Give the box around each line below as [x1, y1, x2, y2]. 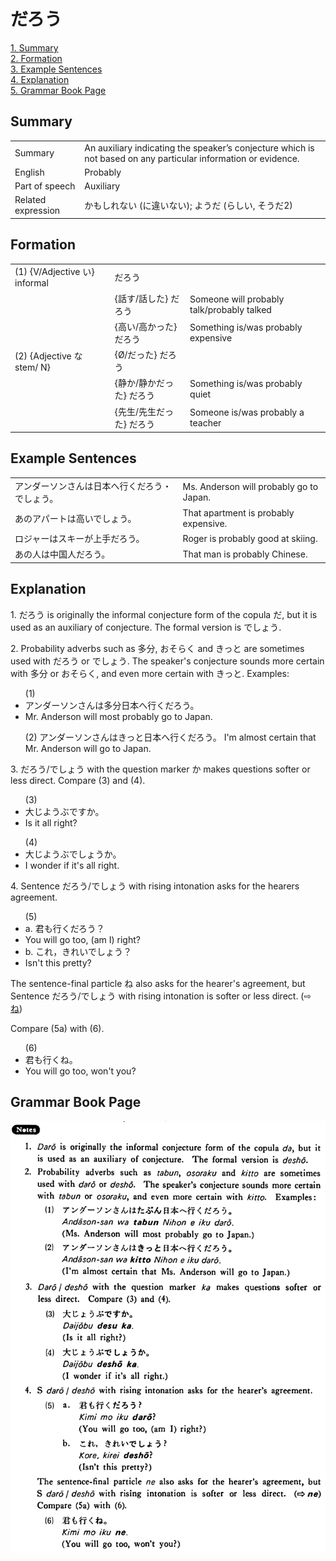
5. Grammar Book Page [10, 84, 107, 96]
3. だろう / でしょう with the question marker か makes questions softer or [10, 763, 311, 775]
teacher [189, 416, 222, 429]
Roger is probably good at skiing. [182, 532, 318, 544]
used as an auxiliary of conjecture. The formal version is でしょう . [10, 621, 282, 633]
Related [14, 194, 47, 206]
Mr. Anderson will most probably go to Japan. [24, 710, 213, 722]
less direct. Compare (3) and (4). [10, 774, 146, 786]
